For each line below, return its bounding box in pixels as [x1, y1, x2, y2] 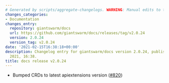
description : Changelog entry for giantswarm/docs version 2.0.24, [5, 49, 150, 54]
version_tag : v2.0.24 [10, 40, 55, 45]
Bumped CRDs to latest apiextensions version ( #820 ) [12, 72, 123, 78]
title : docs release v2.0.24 [5, 58, 66, 63]
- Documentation [5, 16, 39, 21]
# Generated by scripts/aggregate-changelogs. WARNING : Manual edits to [5, 7, 161, 12]
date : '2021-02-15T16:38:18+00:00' [5, 44, 80, 49]
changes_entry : [5, 21, 37, 26]
